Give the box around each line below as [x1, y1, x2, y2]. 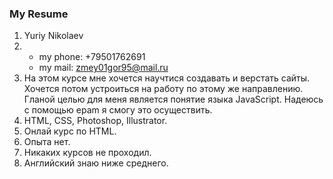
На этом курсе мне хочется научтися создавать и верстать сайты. [23, 72, 311, 84]
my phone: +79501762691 [38, 51, 146, 63]
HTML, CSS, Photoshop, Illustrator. [23, 115, 168, 127]
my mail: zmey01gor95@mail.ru [38, 62, 169, 74]
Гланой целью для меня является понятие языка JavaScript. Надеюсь [23, 93, 324, 106]
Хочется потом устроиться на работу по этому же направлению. [23, 83, 304, 95]
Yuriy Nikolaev [23, 30, 84, 42]
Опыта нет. [23, 136, 71, 148]
